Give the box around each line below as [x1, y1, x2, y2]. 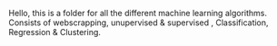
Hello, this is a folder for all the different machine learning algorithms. [8, 8, 267, 18]
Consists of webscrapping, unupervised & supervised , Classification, [8, 17, 269, 28]
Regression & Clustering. [8, 27, 102, 37]
